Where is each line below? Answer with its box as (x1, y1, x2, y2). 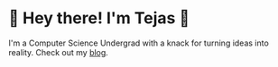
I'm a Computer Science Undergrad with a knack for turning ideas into (8, 38, 270, 48)
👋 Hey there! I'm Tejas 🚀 (8, 8, 190, 29)
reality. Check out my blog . (8, 46, 109, 57)
